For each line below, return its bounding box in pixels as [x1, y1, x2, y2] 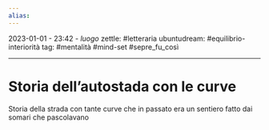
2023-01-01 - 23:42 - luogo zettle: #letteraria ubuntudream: [8, 33, 206, 43]
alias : [8, 11, 30, 20]
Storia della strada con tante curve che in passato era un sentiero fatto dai [8, 104, 253, 113]
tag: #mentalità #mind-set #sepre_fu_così [41, 41, 179, 52]
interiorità [8, 41, 40, 52]
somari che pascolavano [8, 112, 90, 122]
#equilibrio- [207, 33, 246, 43]
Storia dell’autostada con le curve [8, 77, 237, 96]
